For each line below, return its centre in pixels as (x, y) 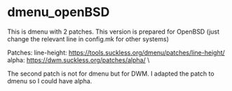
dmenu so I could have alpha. (50, 80)
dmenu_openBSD (59, 12)
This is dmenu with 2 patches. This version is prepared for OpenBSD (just (113, 31)
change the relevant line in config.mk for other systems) (88, 38)
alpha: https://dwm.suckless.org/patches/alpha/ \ (79, 59)
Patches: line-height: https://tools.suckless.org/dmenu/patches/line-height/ (116, 52)
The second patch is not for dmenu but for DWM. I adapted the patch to (111, 73)
